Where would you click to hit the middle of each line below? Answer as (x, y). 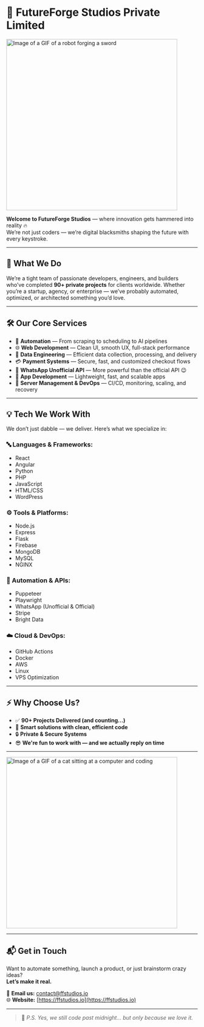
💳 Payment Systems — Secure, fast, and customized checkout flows (103, 361)
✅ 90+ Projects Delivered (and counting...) (70, 721)
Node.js (25, 526)
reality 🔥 (17, 225)
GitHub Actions (34, 651)
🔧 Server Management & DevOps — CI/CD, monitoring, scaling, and (100, 383)
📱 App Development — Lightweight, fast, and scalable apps (90, 376)
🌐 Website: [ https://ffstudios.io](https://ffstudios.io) (71, 1000)
